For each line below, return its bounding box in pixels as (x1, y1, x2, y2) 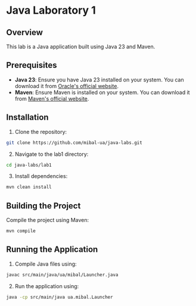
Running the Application (6, 245, 98, 255)
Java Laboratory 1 (6, 4, 97, 17)
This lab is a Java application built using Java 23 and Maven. (6, 43, 155, 50)
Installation (6, 113, 49, 123)
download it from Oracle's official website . (14, 82, 119, 89)
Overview (6, 27, 43, 38)
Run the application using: (14, 282, 79, 289)
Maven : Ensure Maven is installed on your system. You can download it (14, 89, 190, 96)
